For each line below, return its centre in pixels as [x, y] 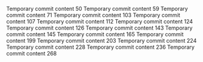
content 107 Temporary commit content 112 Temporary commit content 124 [100, 21]
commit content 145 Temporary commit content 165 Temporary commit [95, 34]
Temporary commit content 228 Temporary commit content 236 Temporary [101, 47]
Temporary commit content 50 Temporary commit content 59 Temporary [97, 9]
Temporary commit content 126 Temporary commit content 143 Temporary [99, 28]
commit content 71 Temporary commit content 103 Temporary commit [93, 15]
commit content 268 [32, 53]
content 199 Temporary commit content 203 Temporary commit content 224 [101, 41]
